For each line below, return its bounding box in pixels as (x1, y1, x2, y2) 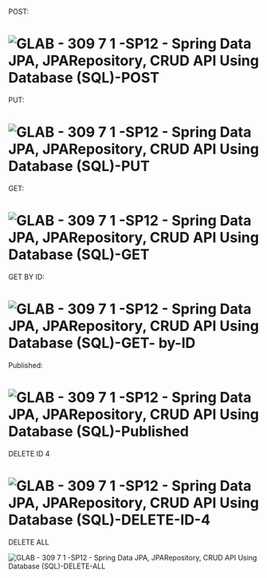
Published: (8, 360, 44, 370)
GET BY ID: (8, 272, 45, 281)
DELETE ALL (8, 537, 49, 547)
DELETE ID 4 (8, 448, 50, 458)
